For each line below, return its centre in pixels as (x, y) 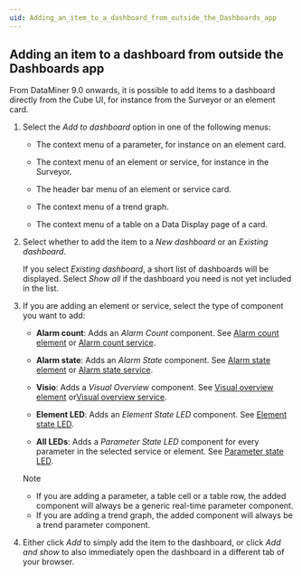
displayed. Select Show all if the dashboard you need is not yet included (157, 279)
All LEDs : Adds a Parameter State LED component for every (147, 442)
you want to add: (54, 316)
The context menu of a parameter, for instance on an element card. (161, 145)
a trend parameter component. (93, 525)
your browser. (48, 562)
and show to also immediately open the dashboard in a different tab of (153, 552)
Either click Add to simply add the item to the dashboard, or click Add (151, 542)
